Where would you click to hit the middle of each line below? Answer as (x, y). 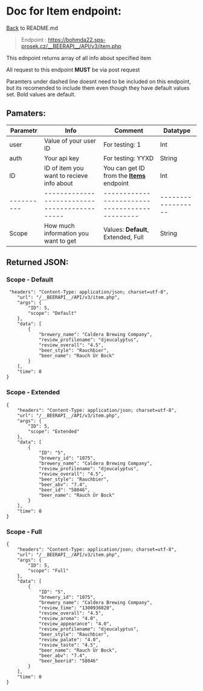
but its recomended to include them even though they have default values (98, 88)
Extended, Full (124, 237)
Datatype (177, 130)
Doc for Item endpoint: (64, 11)
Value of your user (70, 141)
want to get (60, 241)
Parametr (24, 130)
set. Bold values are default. (41, 94)
